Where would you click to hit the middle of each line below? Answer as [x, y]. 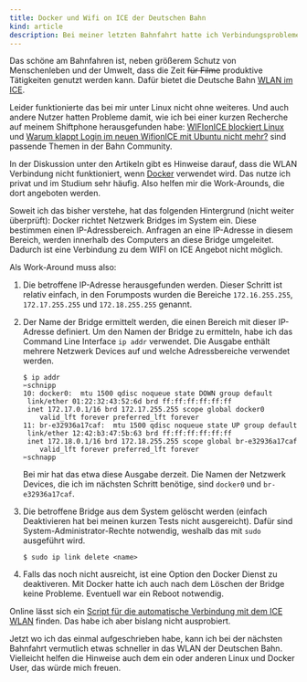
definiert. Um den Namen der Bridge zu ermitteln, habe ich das [175, 332]
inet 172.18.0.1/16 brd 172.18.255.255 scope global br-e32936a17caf [162, 442]
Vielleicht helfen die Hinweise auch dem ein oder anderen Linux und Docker [152, 658]
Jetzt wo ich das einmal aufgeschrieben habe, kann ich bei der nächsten [146, 639]
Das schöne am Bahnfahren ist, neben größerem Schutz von [123, 61]
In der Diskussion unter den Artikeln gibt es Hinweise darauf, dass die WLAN [153, 164]
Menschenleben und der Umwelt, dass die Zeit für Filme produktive [136, 70]
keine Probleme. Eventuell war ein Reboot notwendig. [123, 593]
